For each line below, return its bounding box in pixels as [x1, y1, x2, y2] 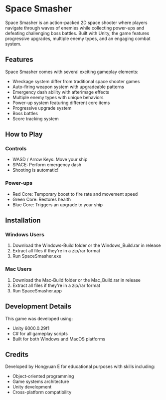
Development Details [5, 302, 72, 311]
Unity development [12, 384, 52, 390]
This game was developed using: [5, 315, 73, 321]
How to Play [5, 130, 43, 139]
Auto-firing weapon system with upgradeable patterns [12, 84, 125, 90]
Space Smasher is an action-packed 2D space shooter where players [5, 20, 148, 26]
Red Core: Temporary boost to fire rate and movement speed [12, 191, 138, 197]
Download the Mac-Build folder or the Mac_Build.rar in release [12, 277, 141, 283]
